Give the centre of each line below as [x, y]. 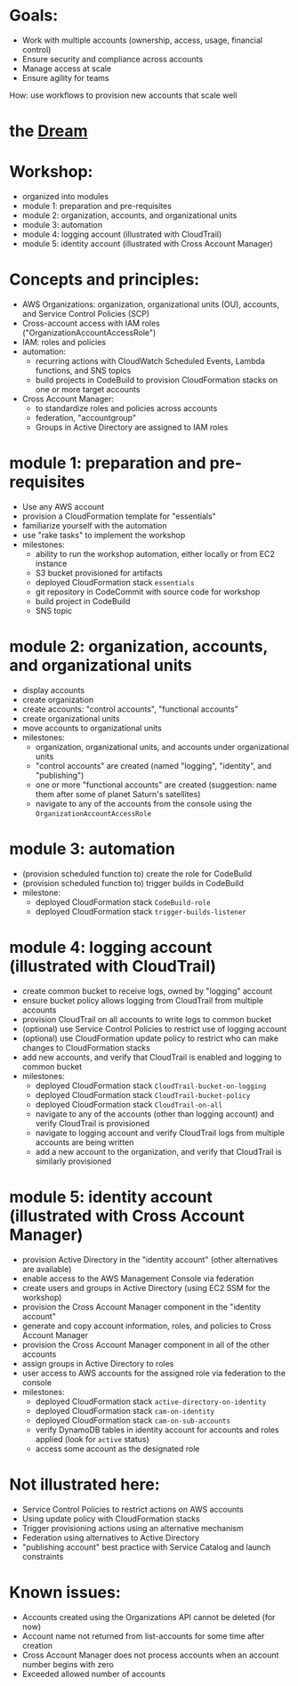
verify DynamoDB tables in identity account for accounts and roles [157, 1430]
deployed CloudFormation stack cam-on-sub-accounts [133, 1420]
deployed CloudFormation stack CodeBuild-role [123, 902]
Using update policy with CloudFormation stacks [111, 1519]
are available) [47, 1269]
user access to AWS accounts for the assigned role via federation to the [154, 1373]
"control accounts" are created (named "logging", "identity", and [153, 765]
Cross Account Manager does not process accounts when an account [150, 1655]
